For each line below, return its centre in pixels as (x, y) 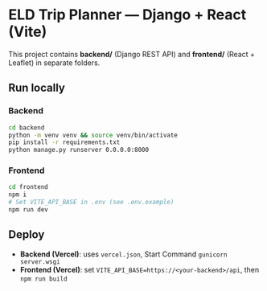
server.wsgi (40, 262)
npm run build (43, 279)
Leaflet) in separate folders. (54, 63)
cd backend (27, 127)
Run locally (37, 88)
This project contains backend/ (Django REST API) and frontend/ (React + (132, 54)
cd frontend (28, 187)
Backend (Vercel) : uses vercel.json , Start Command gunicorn (123, 254)
